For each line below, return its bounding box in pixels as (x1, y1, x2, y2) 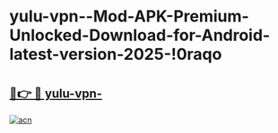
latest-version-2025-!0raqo (9, 45, 222, 64)
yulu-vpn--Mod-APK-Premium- (9, 6, 249, 27)
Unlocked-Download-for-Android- (9, 25, 271, 46)
